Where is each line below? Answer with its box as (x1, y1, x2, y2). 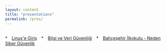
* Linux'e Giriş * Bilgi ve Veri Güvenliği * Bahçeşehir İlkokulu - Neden (5, 35, 161, 41)
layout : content (5, 7, 39, 12)
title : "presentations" (5, 12, 55, 17)
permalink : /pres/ (5, 16, 43, 21)
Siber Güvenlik (5, 41, 35, 47)
